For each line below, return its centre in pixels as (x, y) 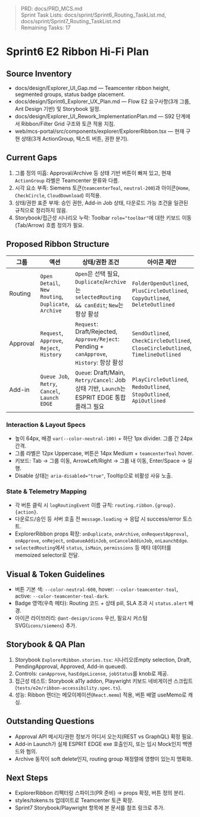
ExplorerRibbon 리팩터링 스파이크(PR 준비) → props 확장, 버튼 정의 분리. (100, 793)
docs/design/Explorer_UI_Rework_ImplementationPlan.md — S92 (95, 116)
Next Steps (27, 778)
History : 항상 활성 (99, 362)
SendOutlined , (151, 333)
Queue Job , (55, 376)
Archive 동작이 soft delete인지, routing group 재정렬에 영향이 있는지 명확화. (104, 759)
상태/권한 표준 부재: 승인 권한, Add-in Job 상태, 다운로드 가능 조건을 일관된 (101, 203)
